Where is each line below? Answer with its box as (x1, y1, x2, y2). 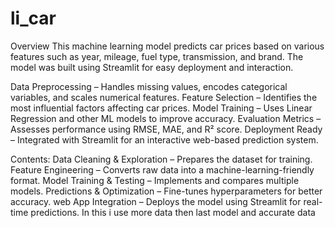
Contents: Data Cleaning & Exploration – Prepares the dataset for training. (10, 153, 313, 165)
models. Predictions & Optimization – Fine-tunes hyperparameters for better (10, 185, 323, 197)
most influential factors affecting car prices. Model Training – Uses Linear (10, 102, 313, 114)
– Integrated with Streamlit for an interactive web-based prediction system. (10, 133, 319, 146)
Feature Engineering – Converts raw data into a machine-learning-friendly (10, 163, 315, 176)
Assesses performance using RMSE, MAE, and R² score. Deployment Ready (10, 123, 323, 135)
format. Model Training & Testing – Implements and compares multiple (10, 174, 300, 186)
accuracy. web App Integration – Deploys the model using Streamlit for (10, 195, 302, 207)
